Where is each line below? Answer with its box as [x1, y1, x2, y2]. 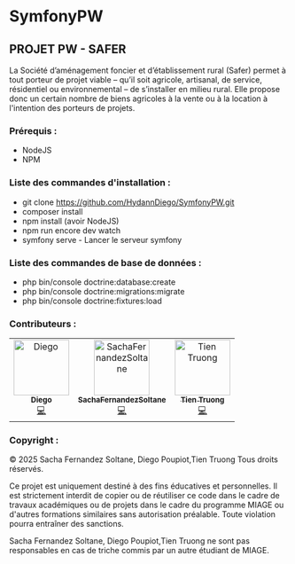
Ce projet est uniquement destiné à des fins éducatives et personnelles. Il [9, 481, 277, 491]
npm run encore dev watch [21, 224, 121, 236]
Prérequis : [9, 124, 58, 137]
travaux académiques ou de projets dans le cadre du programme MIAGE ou [9, 499, 284, 511]
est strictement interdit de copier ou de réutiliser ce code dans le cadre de [9, 490, 281, 501]
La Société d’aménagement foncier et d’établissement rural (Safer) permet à [9, 65, 286, 75]
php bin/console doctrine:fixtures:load [21, 295, 162, 306]
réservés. [9, 464, 44, 474]
